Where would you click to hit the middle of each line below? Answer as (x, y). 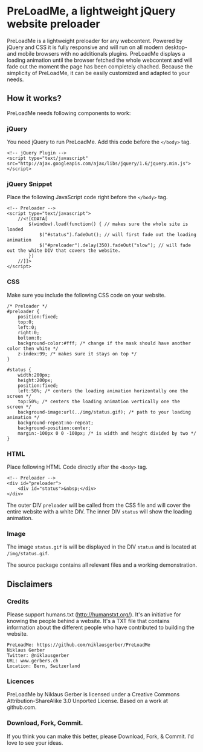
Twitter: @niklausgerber (38, 655)
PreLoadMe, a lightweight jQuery (91, 11)
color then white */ (33, 348)
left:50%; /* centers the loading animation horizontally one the (103, 391)
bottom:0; (30, 338)
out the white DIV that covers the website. (64, 251)
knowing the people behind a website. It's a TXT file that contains (88, 621)
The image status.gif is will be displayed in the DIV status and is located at (101, 547)
